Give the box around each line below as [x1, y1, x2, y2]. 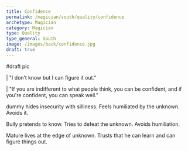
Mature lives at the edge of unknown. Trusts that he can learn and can [6, 132, 176, 139]
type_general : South [6, 36, 57, 42]
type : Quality [6, 30, 41, 36]
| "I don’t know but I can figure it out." [6, 74, 97, 81]
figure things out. [6, 138, 48, 145]
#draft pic [6, 63, 30, 70]
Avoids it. [6, 109, 28, 116]
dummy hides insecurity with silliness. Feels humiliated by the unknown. [6, 103, 180, 110]
